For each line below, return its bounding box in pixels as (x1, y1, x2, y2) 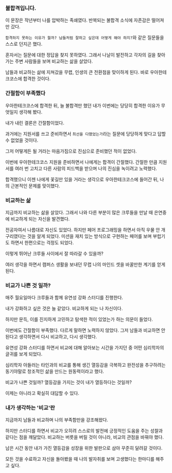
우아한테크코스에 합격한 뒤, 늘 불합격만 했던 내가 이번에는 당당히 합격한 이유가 (5, 102, 160, 108)
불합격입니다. (5, 4, 36, 11)
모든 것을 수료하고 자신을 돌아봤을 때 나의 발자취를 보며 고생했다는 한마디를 (5, 456, 155, 462)
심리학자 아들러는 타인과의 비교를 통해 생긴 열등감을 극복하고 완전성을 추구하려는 (5, 362, 166, 368)
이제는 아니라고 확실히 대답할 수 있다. (5, 390, 80, 396)
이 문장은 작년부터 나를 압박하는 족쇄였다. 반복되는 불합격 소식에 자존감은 (5, 17, 150, 24)
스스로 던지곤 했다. (5, 41, 43, 47)
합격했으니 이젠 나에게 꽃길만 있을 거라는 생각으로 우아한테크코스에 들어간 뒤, (5, 176, 159, 182)
